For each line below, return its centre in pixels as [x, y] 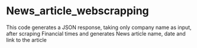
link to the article [27, 40]
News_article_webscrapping [77, 11]
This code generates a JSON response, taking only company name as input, [99, 27]
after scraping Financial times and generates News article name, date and [96, 33]
